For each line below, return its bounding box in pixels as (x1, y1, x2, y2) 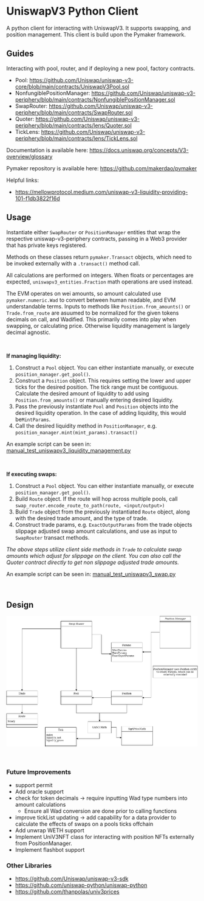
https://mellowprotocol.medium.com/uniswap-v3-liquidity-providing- (15, 188, 188, 195)
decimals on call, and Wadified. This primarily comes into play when (6, 315, 176, 323)
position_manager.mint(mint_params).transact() (15, 430, 138, 436)
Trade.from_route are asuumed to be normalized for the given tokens (6, 309, 179, 316)
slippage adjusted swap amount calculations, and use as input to (15, 527, 177, 535)
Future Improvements (6, 768, 72, 776)
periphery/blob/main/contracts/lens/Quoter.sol (15, 122, 132, 129)
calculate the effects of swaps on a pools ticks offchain (15, 820, 154, 828)
